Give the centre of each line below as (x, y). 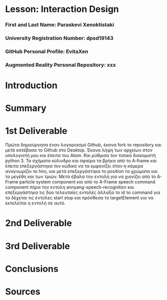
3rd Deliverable (38, 246)
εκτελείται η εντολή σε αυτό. (35, 203)
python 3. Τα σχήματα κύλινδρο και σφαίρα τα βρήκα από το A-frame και (81, 161)
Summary (26, 108)
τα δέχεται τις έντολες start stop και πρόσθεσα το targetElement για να (79, 198)
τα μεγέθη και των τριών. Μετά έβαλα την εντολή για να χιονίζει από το (81, 177)
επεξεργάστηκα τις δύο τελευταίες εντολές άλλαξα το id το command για (83, 192)
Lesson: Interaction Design (62, 9)
